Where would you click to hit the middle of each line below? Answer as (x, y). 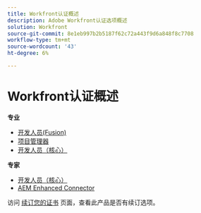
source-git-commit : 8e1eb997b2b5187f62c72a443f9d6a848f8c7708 (100, 34)
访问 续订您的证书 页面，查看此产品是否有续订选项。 (83, 202)
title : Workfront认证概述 (43, 14)
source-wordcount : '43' (42, 47)
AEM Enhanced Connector (56, 188)
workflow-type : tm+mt (39, 40)
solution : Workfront (38, 27)
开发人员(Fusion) (42, 132)
